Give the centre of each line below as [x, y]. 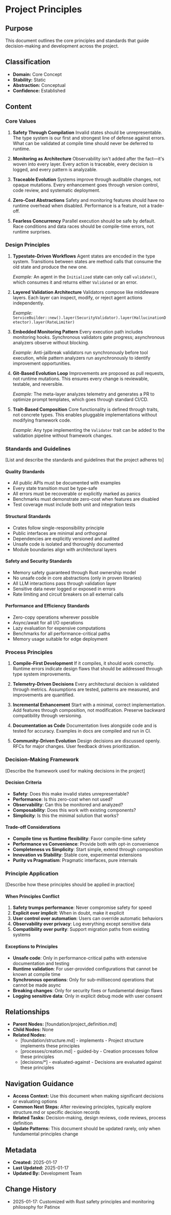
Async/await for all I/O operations [48, 622]
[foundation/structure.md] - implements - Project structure [82, 1040]
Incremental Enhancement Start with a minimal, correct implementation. [89, 705]
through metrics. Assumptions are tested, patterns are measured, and [86, 690]
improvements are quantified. [44, 695]
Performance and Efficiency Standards [47, 606]
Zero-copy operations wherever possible [56, 617]
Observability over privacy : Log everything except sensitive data [81, 924]
